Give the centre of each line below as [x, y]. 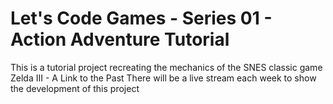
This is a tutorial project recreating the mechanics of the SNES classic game [166, 67]
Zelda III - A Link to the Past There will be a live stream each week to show [163, 78]
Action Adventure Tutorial [120, 39]
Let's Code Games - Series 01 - [141, 18]
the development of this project [75, 88]
